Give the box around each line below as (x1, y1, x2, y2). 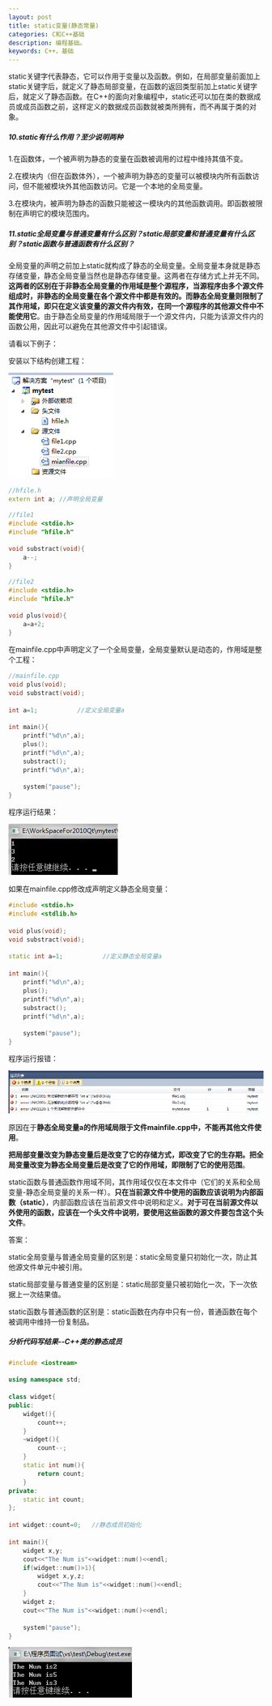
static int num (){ (23, 1461, 85, 1469)
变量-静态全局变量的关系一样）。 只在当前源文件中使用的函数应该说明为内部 (8, 1187, 257, 1196)
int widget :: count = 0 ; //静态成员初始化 (8, 1521, 142, 1529)
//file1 (8, 510, 35, 518)
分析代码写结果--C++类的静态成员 (8, 1337, 123, 1346)
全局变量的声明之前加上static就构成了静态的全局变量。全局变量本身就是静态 (8, 261, 261, 271)
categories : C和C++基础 (8, 30, 85, 38)
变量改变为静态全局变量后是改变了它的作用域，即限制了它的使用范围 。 (15, 1159, 249, 1170)
